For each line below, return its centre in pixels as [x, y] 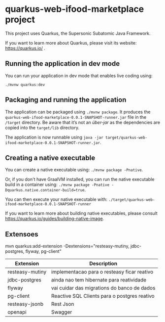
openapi [17, 312]
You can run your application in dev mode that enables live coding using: [79, 76]
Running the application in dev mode [62, 64]
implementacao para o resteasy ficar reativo [102, 272]
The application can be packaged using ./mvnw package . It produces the [78, 112]
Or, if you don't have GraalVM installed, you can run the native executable [80, 180]
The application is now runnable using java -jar [54, 137]
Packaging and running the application [66, 100]
